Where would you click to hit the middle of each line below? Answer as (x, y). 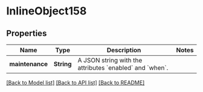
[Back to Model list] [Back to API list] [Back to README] (76, 83)
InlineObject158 (47, 11)
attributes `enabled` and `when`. (123, 68)
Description (124, 50)
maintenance (29, 64)
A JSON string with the (110, 60)
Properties (27, 33)
